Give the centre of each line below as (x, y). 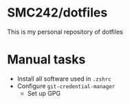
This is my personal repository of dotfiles (65, 32)
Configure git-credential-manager (66, 86)
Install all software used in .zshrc (64, 79)
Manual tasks (46, 60)
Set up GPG (44, 93)
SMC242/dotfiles (57, 13)
